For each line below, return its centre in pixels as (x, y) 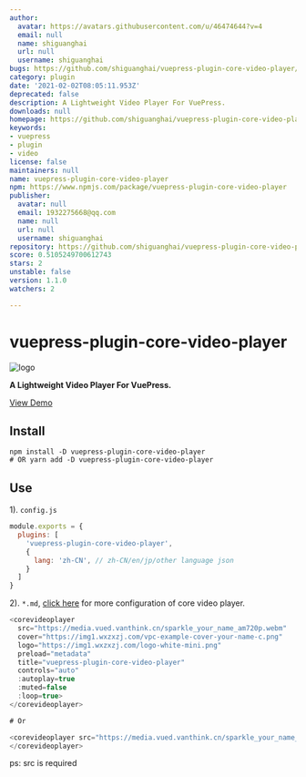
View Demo (31, 403)
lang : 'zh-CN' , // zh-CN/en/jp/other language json (133, 560)
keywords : (28, 128)
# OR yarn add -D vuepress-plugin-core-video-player (112, 460)
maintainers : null (44, 170)
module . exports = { (46, 527)
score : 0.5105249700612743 (61, 255)
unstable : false (40, 272)
